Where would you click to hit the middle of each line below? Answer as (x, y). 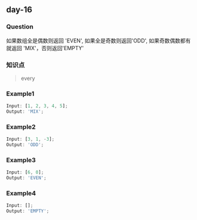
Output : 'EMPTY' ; (28, 211)
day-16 (19, 10)
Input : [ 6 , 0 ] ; (25, 172)
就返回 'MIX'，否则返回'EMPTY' (45, 48)
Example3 (21, 160)
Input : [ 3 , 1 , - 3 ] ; (30, 140)
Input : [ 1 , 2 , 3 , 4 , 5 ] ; (37, 106)
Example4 (21, 193)
